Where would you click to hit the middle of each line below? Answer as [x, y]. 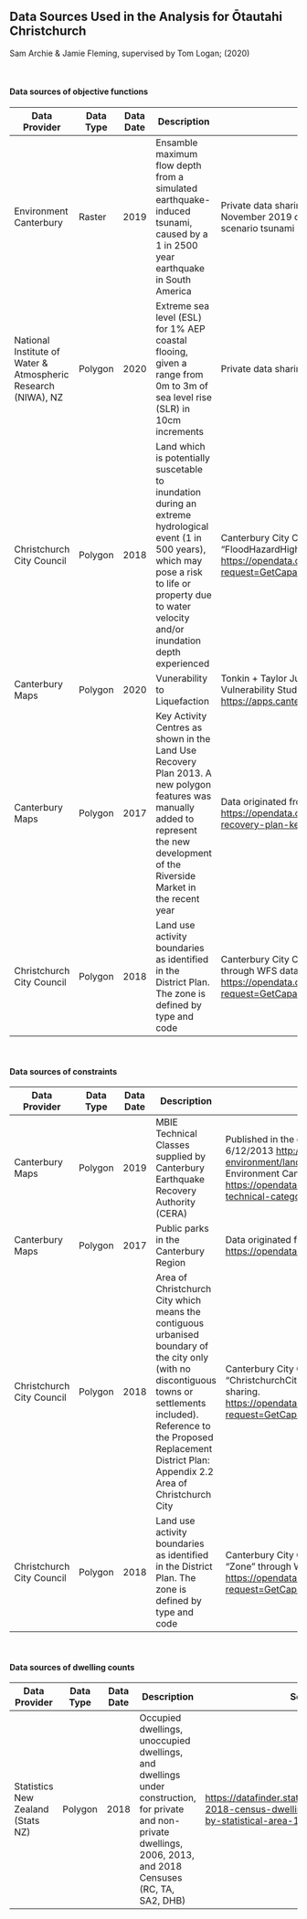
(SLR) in [172, 409]
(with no [173, 1369]
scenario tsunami [258, 228]
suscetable [179, 470]
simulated [176, 188]
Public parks [182, 1228]
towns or [174, 1392]
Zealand [32, 1809]
